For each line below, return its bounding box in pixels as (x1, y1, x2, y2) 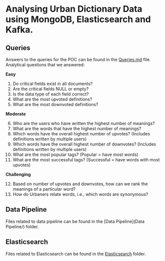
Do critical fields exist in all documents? (12, 81, 93, 87)
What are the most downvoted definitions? (12, 102, 98, 107)
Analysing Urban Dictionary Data (5, 3, 142, 15)
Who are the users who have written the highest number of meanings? (12, 121, 155, 126)
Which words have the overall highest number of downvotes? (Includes (12, 141, 156, 147)
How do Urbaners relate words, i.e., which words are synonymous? (12, 192, 148, 197)
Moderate (5, 111, 26, 117)
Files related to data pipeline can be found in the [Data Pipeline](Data (5, 218, 145, 224)
